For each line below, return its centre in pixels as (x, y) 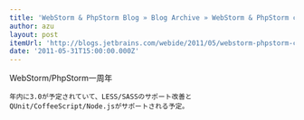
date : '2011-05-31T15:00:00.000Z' (75, 51)
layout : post (34, 34)
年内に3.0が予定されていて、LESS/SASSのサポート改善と (101, 97)
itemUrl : (26, 43)
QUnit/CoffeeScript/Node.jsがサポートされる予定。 (99, 106)
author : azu (32, 26)
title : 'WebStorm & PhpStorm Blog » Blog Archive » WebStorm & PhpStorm (149, 18)
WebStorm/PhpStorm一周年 (61, 78)
